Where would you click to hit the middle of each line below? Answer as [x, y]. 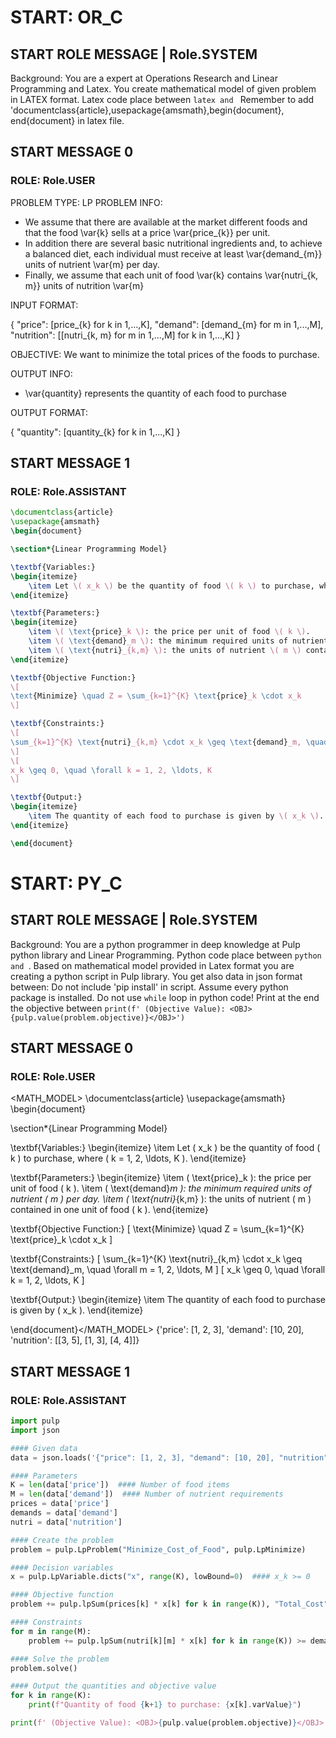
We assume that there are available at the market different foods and [166, 222]
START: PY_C [66, 883]
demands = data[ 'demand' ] [64, 1513]
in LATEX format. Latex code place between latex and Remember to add [162, 99]
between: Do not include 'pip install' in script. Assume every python [149, 987]
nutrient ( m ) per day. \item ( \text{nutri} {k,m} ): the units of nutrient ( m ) [161, 1199]
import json [35, 1430]
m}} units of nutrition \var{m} [84, 285]
